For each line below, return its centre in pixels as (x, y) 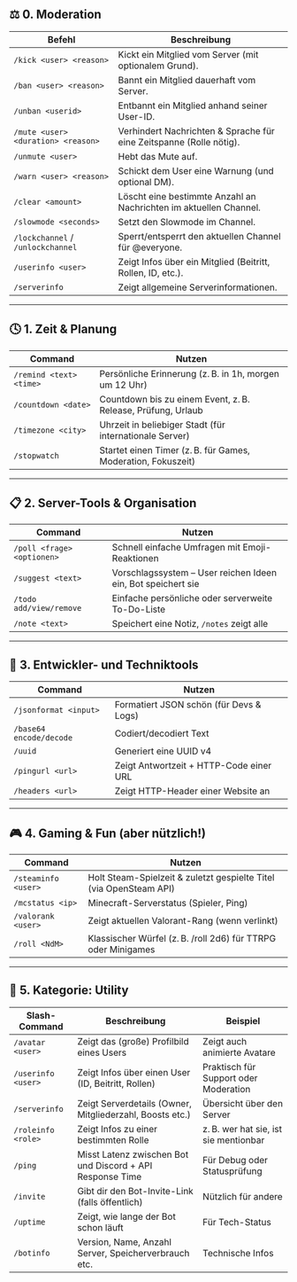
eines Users (102, 1052)
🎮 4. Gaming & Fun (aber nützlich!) (107, 833)
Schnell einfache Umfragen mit (176, 547)
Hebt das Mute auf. (158, 156)
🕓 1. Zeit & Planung (63, 329)
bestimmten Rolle (113, 1140)
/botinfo (32, 1253)
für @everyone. (150, 247)
